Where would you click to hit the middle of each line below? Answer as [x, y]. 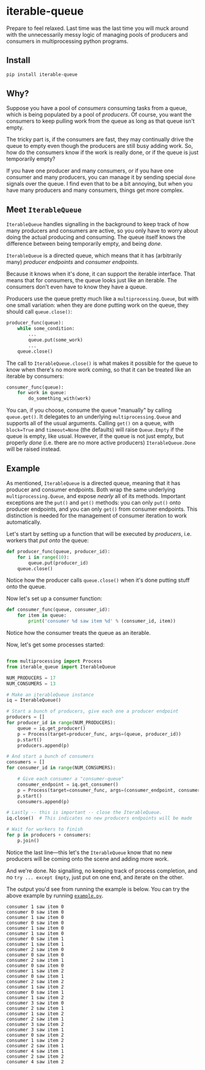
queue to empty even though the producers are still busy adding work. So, [100, 146]
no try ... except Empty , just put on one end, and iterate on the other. [95, 877]
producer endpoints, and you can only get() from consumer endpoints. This [102, 509]
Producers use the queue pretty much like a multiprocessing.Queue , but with [103, 299]
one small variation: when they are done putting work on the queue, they [98, 305]
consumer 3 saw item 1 [35, 1030]
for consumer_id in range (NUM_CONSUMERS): [61, 768]
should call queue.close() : [39, 312]
